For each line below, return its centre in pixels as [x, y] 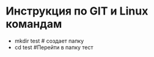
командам [34, 24]
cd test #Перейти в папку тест [54, 47]
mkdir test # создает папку [49, 41]
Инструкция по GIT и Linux [77, 11]
